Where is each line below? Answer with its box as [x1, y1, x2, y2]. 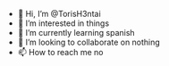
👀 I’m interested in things [17, 18, 110, 29]
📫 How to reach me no [17, 47, 104, 57]
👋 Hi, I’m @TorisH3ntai [17, 9, 101, 19]
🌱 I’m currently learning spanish [17, 28, 136, 37]
